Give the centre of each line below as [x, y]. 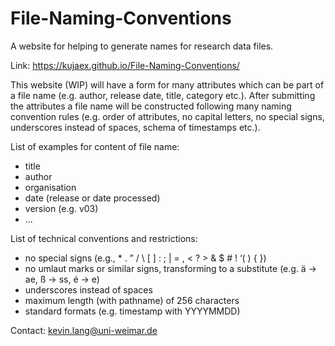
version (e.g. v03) [61, 208]
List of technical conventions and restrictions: [104, 238]
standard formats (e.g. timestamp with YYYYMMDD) [132, 311]
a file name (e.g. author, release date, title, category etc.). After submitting [163, 95]
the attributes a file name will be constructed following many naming [151, 106]
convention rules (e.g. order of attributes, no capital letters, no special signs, [167, 116]
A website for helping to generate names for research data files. [142, 46]
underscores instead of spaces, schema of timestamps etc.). [135, 127]
